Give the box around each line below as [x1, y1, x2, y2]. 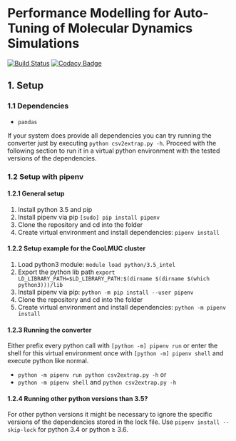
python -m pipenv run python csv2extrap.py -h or [17, 370, 167, 379]
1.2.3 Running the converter [7, 325, 92, 334]
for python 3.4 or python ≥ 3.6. [38, 425, 128, 434]
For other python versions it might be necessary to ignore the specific [7, 410, 212, 419]
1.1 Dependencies [7, 101, 69, 111]
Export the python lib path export [17, 268, 116, 276]
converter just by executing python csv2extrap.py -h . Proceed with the [7, 138, 217, 147]
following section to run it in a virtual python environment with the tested [7, 146, 220, 155]
